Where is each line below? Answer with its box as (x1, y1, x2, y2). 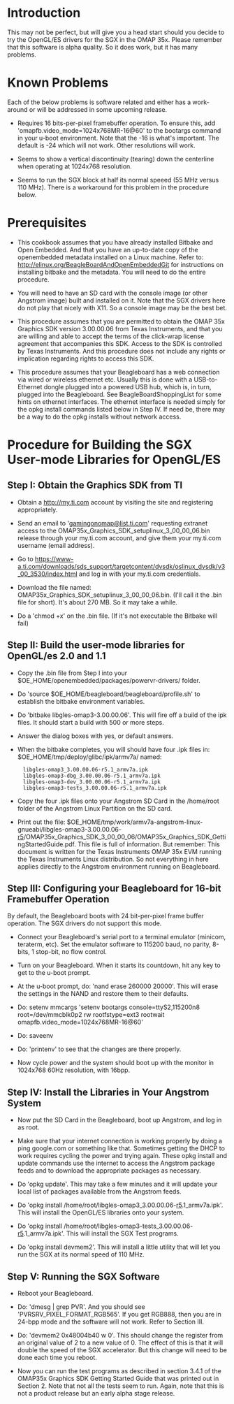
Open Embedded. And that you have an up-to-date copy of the (17, 245, 198, 254)
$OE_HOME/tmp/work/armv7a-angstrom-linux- (66, 818, 203, 826)
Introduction (7, 5, 81, 21)
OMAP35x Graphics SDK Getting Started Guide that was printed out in (17, 1375, 219, 1383)
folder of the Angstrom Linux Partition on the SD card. (17, 804, 173, 812)
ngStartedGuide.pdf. (17, 840, 77, 848)
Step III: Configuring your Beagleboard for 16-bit (7, 883, 221, 895)
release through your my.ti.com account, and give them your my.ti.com (17, 533, 221, 542)
